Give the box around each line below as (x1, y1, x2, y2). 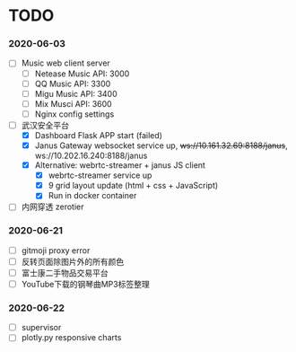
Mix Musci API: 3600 (34, 98, 113, 109)
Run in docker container (48, 190, 137, 201)
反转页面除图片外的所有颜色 (21, 256, 125, 267)
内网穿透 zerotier (21, 201, 84, 212)
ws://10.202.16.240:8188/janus (34, 150, 148, 162)
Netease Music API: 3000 (34, 68, 130, 79)
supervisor (21, 322, 62, 333)
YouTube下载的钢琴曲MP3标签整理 (21, 278, 150, 289)
